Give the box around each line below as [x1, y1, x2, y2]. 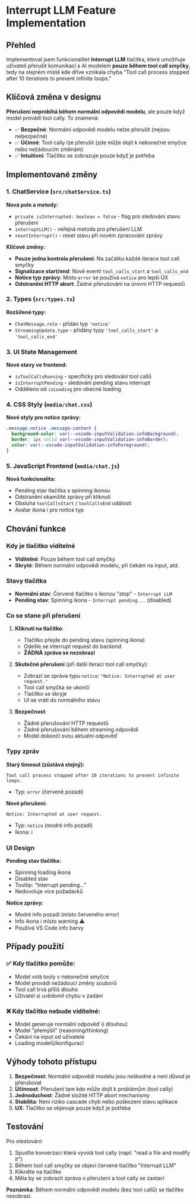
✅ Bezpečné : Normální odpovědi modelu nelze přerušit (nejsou [14, 126, 170, 133]
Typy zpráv [6, 747, 40, 755]
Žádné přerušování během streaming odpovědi [23, 726, 138, 733]
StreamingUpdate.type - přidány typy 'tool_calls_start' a [14, 326, 159, 334]
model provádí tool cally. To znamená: [6, 114, 99, 121]
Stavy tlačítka [6, 576, 47, 585]
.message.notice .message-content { [6, 425, 97, 431]
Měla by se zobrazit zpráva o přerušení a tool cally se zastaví [14, 1174, 165, 1181]
